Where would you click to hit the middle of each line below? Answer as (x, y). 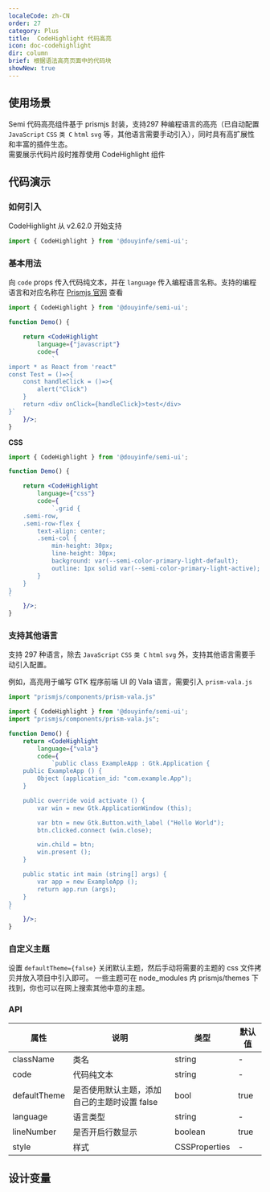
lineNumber (35, 1132)
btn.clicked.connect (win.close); (95, 830)
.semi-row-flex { (52, 523)
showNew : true (32, 69)
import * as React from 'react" (62, 367)
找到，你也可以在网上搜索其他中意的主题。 (79, 988)
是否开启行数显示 (105, 1132)
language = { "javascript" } (79, 345)
